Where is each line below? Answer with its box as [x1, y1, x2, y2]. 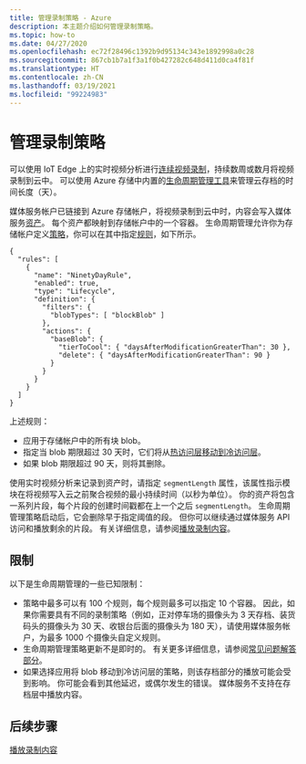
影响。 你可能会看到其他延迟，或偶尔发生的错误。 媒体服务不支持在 [30, 677, 283, 689]
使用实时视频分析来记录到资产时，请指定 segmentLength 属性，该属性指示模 [9, 477, 291, 488]
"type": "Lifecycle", [33, 287, 117, 297]
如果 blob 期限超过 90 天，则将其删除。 [22, 458, 170, 469]
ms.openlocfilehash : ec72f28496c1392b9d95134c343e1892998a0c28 [9, 47, 255, 57]
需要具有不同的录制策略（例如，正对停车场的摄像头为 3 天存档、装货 [38, 609, 296, 621]
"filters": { [42, 303, 92, 312]
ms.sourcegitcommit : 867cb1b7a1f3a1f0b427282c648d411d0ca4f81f [9, 56, 255, 65]
